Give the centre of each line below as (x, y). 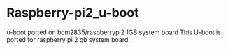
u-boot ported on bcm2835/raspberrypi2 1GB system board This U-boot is (114, 32)
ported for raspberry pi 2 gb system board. (69, 39)
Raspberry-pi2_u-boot (73, 13)
